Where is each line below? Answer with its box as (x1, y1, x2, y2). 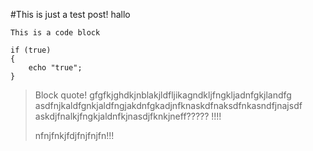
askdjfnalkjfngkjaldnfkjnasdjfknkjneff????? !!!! (34, 110, 222, 122)
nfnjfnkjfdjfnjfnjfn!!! (34, 130, 115, 141)
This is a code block (10, 28, 101, 38)
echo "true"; (28, 63, 83, 73)
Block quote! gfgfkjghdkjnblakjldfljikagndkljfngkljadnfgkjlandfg (34, 89, 292, 101)
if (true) (10, 45, 52, 55)
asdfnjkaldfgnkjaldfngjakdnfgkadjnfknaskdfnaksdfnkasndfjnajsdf (34, 100, 303, 111)
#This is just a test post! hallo (10, 9, 131, 20)
